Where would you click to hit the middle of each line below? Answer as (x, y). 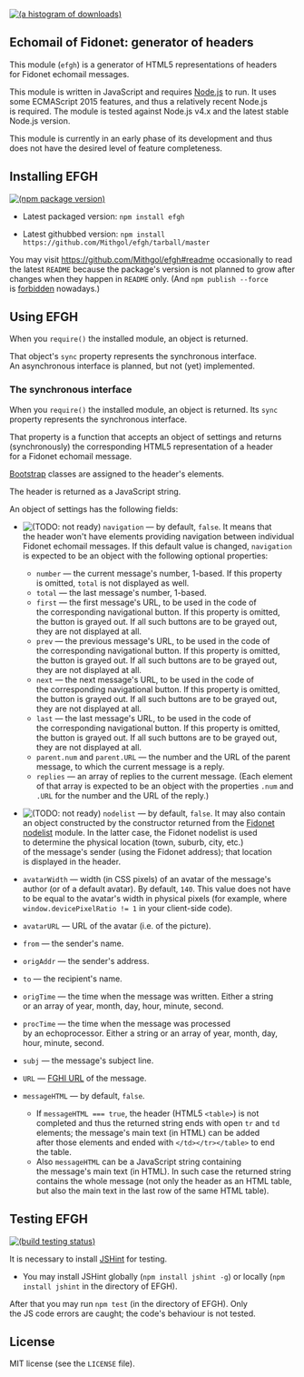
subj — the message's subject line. (88, 1060)
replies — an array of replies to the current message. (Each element (164, 776)
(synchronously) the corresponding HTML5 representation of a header (142, 447)
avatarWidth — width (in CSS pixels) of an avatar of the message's (147, 879)
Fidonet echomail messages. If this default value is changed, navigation (157, 546)
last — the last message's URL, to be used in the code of (143, 718)
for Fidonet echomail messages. (69, 74)
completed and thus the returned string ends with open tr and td (158, 1122)
